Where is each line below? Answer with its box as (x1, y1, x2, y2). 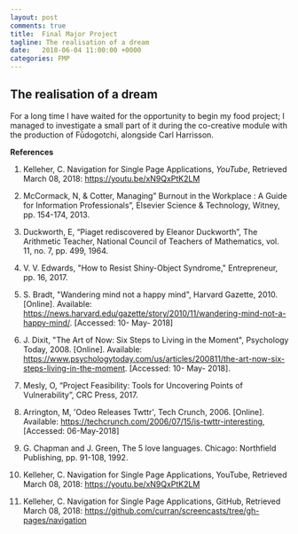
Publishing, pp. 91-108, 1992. (22, 452, 129, 462)
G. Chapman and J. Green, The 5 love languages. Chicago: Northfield (22, 443, 277, 453)
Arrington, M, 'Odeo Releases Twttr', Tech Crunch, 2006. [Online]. (22, 406, 265, 417)
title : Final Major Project (10, 29, 118, 38)
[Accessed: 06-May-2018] (22, 425, 120, 436)
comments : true (10, 21, 67, 30)
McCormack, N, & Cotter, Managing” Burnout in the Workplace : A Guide (22, 190, 287, 200)
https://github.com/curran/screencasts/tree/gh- (84, 505, 260, 515)
